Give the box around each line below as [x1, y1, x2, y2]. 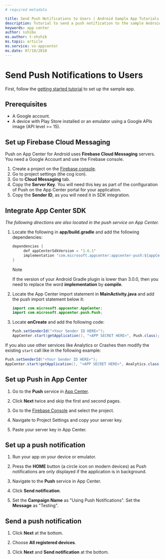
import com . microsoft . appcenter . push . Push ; [12, 310, 103, 315]
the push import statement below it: [12, 296, 84, 302]
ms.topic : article [5, 39, 43, 44]
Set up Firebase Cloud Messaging [5, 138, 110, 146]
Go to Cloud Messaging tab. [12, 176, 70, 183]
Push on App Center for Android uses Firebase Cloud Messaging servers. [5, 151, 156, 157]
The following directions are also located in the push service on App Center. [5, 220, 159, 225]
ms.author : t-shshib [5, 35, 48, 39]
